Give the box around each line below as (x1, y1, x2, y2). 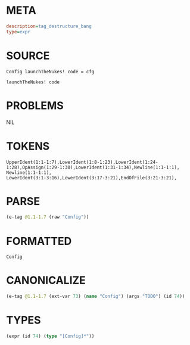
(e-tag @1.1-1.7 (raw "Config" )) (6, 214, 89, 220)
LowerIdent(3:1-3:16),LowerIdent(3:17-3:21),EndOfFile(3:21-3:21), (6, 175, 177, 181)
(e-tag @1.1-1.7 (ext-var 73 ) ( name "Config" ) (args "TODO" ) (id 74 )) (6, 293, 185, 300)
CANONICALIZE (6, 273, 86, 287)
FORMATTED (6, 234, 72, 248)
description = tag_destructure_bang (6, 23, 92, 29)
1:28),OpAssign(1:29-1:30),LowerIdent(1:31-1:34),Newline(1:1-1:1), (6, 164, 180, 170)
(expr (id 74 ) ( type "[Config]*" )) (6, 333, 95, 339)
